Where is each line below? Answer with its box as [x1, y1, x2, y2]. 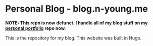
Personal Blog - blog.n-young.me [5, 3, 148, 15]
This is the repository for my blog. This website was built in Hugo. [5, 35, 142, 41]
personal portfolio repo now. [5, 25, 66, 31]
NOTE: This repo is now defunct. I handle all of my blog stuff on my [5, 20, 148, 26]
